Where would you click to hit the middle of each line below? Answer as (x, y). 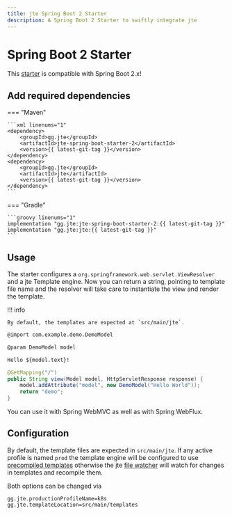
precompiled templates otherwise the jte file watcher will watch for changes (116, 465)
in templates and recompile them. (55, 472)
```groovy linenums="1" (42, 218)
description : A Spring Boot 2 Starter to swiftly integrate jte (102, 20)
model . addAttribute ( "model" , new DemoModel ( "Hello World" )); (110, 386)
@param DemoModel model (42, 347)
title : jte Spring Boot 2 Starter (57, 14)
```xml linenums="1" (37, 125)
